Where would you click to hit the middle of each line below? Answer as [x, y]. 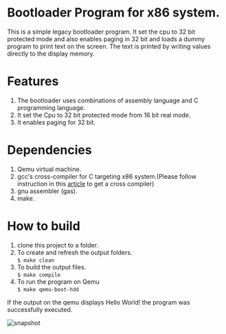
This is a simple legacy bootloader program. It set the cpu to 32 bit [101, 32]
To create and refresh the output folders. [75, 252]
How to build [44, 226]
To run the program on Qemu [58, 281]
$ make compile [39, 275]
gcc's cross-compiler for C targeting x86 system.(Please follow [107, 176]
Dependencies [49, 150]
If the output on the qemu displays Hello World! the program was [99, 302]
